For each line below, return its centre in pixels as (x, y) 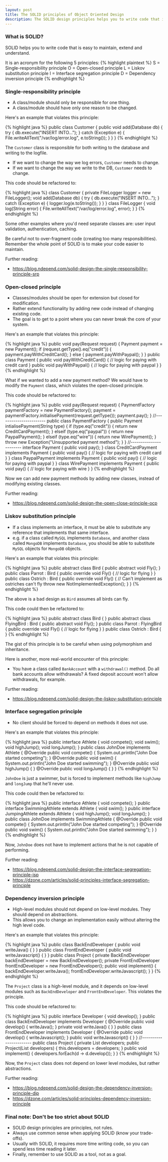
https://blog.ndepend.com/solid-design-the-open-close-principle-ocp (85, 503)
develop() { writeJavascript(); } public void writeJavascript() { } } (71, 1038)
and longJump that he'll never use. (39, 783)
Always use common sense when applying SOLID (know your (75, 1133)
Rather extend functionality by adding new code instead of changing (83, 309)
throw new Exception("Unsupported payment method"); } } (66, 442)
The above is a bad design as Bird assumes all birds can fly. (67, 599)
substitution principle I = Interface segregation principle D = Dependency (80, 73)
